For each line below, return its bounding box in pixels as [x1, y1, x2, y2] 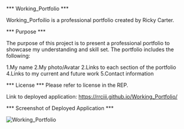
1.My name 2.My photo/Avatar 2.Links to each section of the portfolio [6, 64, 176, 71]
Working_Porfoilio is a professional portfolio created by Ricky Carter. [6, 17, 174, 23]
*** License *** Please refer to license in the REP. [6, 81, 128, 89]
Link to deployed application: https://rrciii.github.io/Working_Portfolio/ [6, 93, 178, 100]
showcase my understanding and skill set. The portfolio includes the [6, 46, 174, 53]
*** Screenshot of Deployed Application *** [6, 105, 114, 112]
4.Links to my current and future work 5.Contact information [6, 70, 154, 77]
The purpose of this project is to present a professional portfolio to [6, 40, 170, 46]
